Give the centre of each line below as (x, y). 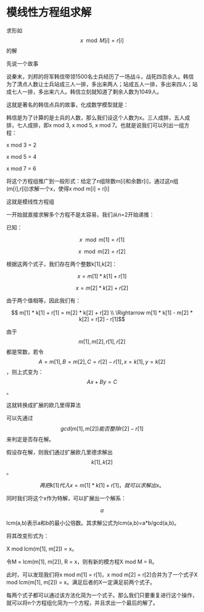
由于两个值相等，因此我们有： (43, 300)
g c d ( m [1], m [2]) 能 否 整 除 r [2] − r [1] (102, 428)
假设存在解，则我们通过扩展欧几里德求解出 (59, 452)
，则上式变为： (25, 372)
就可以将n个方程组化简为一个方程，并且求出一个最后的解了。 (83, 602)
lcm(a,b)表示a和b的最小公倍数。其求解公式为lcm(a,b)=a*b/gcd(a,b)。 (93, 523)
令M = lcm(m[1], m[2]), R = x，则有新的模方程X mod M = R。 (82, 562)
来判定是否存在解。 (30, 439)
